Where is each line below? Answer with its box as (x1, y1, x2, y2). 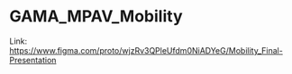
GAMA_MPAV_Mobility (9, 6, 183, 27)
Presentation (9, 54, 57, 65)
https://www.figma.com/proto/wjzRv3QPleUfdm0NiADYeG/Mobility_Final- (9, 45, 284, 55)
